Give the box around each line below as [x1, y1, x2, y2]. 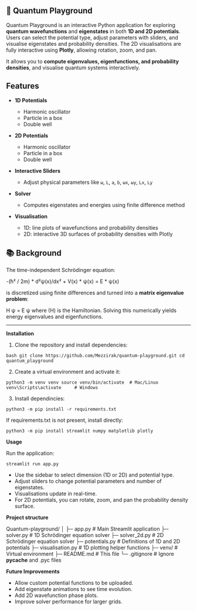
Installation [6, 330, 34, 337]
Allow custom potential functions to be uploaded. [14, 579, 134, 586]
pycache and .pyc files [6, 556, 62, 564]
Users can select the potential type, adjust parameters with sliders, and [6, 33, 179, 41]
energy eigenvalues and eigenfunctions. [6, 313, 104, 320]
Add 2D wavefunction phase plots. [14, 592, 98, 599]
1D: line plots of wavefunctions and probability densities [23, 224, 158, 231]
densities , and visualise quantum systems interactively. [6, 64, 141, 71]
